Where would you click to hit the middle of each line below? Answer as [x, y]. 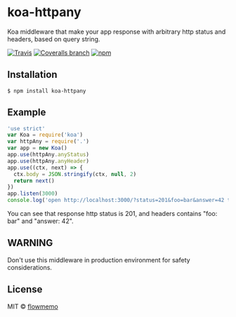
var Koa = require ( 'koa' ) [45, 135]
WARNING [30, 243]
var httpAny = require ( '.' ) [48, 142]
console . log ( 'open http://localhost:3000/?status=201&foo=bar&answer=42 [116, 201]
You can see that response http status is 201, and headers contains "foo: [112, 214]
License [25, 289]
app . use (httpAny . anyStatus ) [48, 155]
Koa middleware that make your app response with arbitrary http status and [117, 32]
